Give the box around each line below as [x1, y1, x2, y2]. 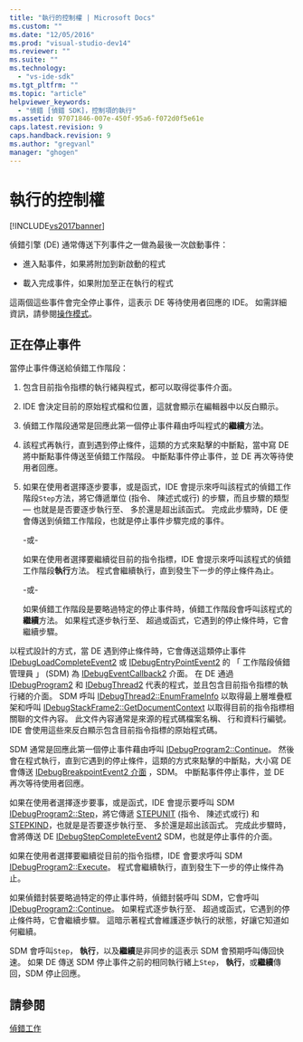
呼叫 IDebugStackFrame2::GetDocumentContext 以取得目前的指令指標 [24, 703, 287, 713]
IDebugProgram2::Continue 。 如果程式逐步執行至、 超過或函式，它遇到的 [9, 903, 282, 914]
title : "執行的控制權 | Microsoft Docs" [9, 13, 156, 23]
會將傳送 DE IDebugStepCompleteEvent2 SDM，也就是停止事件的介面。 [9, 831, 278, 842]
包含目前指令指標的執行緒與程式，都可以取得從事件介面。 [22, 382, 237, 393]
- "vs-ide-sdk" [17, 72, 75, 81]
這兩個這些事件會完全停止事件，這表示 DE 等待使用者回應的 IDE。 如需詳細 [9, 296, 288, 308]
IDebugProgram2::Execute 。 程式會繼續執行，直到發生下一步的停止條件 [9, 862, 277, 873]
